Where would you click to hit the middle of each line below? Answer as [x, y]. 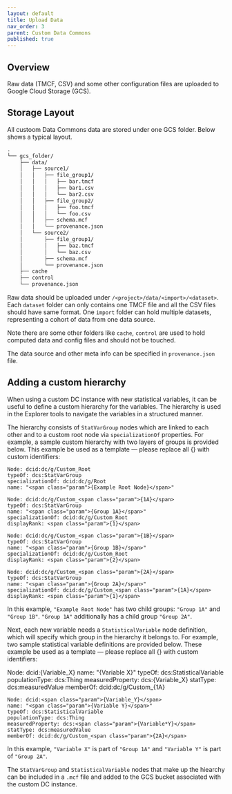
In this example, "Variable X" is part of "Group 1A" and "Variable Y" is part [114, 748]
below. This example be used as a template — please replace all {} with [108, 449]
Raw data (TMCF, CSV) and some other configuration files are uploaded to [113, 84]
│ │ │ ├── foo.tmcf [57, 207]
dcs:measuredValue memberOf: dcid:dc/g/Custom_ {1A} [86, 687]
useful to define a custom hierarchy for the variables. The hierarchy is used [114, 406]
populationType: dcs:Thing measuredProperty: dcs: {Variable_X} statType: [112, 679]
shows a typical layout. [40, 137]
